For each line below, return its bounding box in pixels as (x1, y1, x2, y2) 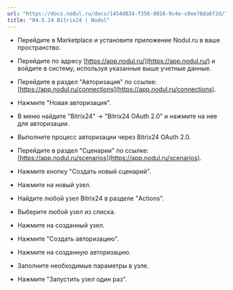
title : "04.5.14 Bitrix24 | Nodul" (7, 17, 110, 24)
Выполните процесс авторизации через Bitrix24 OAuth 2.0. (17, 133, 191, 141)
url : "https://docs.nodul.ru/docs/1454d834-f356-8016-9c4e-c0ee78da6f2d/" (7, 10, 228, 17)
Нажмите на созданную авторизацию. (17, 248, 132, 256)
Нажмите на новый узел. (17, 180, 92, 188)
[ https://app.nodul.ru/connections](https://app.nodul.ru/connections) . (17, 85, 216, 93)
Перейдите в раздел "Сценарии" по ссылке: (17, 146, 149, 154)
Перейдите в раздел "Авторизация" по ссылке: (17, 77, 157, 86)
